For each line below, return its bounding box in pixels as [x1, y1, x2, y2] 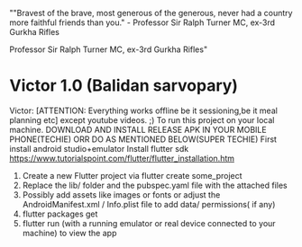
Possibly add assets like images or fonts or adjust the [22, 189, 221, 200]
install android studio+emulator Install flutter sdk [9, 143, 189, 154]
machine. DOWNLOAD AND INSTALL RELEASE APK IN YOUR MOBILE [9, 124, 268, 135]
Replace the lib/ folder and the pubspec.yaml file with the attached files [22, 180, 288, 190]
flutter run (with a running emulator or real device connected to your [22, 217, 277, 228]
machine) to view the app [22, 227, 117, 238]
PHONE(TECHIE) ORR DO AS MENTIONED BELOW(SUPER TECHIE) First [9, 134, 278, 145]
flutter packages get [22, 208, 98, 219]
